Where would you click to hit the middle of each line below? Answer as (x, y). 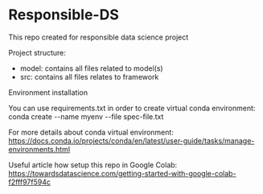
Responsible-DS (64, 15)
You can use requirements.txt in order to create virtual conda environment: (132, 108)
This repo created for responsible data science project (99, 37)
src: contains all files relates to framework (89, 76)
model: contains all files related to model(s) (91, 68)
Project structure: (37, 52)
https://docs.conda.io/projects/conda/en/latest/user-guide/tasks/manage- (131, 140)
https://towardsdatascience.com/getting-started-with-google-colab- (122, 173)
